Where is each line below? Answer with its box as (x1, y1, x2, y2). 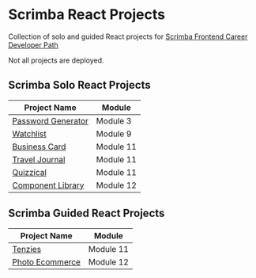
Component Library (12, 180, 85, 191)
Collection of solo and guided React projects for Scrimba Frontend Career (8, 32, 248, 41)
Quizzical (12, 166, 47, 177)
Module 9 (96, 128, 132, 139)
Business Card (12, 141, 66, 152)
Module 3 (96, 115, 132, 126)
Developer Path (8, 40, 59, 49)
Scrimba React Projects (8, 6, 166, 24)
